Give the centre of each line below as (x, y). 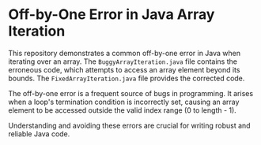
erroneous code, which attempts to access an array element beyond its (124, 69)
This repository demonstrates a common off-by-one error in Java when (125, 53)
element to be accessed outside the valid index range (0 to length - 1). (123, 110)
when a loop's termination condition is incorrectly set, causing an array (124, 102)
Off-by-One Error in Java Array (112, 15)
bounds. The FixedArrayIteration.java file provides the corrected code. (127, 78)
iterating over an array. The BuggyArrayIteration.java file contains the (123, 61)
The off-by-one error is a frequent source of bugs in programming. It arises (131, 93)
